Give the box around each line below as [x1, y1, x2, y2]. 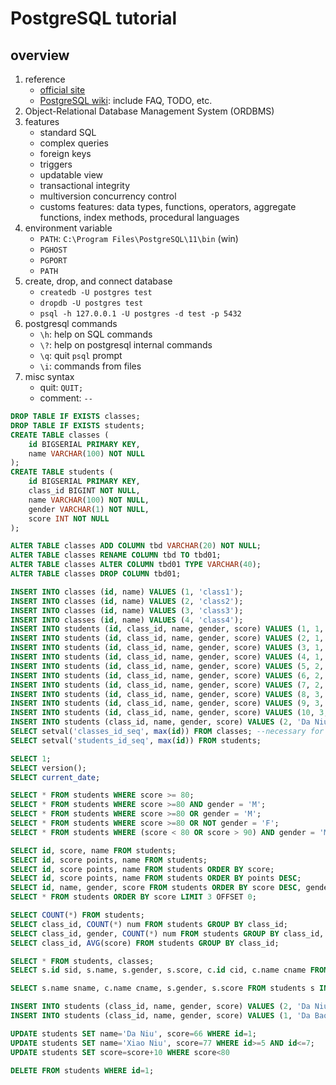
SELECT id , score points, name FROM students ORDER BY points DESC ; [10, 873, 302, 884]
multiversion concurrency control [39, 190, 177, 202]
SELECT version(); [10, 763, 87, 773]
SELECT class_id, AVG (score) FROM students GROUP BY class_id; [10, 938, 280, 948]
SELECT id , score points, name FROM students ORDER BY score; [10, 864, 275, 874]
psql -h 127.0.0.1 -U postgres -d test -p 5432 [39, 309, 242, 319]
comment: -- [39, 392, 93, 404]
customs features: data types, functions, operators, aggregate [39, 201, 297, 212]
